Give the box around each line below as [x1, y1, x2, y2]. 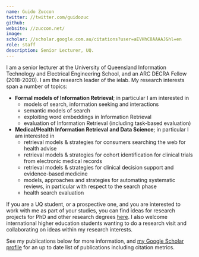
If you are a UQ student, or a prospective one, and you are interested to [6, 200, 181, 208]
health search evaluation [23, 189, 84, 196]
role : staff [6, 42, 36, 48]
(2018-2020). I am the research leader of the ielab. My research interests [6, 76, 185, 83]
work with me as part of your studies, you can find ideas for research [6, 206, 175, 214]
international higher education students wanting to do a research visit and [6, 220, 187, 227]
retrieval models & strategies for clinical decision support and [23, 164, 174, 171]
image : [6, 31, 23, 37]
